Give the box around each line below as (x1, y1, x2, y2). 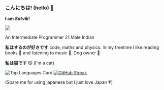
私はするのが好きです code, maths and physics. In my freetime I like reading (5, 45, 159, 50)
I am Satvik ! (5, 16, 30, 22)
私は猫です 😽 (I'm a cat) (5, 60, 55, 66)
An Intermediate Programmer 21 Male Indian (5, 34, 95, 40)
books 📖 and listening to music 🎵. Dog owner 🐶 (5, 50, 100, 56)
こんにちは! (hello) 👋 (5, 4, 54, 11)
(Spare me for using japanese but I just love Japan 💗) (5, 79, 113, 85)
